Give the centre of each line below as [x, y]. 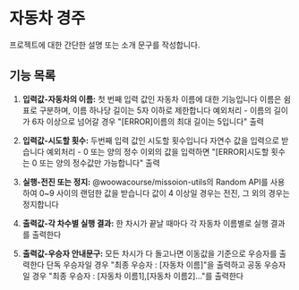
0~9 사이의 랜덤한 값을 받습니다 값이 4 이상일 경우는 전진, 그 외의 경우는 [165, 192]
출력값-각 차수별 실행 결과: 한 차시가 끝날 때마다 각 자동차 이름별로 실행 [145, 223]
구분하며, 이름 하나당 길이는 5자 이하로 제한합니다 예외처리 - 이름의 [155, 110]
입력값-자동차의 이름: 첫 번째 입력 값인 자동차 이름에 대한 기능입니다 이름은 [152, 98]
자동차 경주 [47, 18]
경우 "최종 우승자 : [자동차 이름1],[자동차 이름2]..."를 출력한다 [138, 276]
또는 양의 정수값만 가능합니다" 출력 [99, 163]
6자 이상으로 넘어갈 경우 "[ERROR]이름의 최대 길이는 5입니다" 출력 [148, 121]
